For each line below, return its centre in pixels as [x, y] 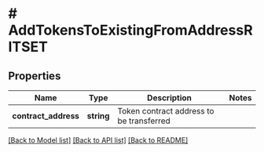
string [98, 116]
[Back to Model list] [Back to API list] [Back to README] [98, 140]
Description [169, 98]
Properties [35, 76]
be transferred [144, 121]
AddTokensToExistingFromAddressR [130, 30]
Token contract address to [166, 111]
